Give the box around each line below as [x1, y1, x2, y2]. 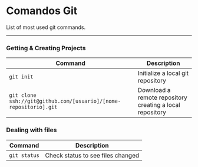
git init [9, 74, 34, 80]
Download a [137, 86, 171, 94]
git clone [9, 92, 37, 99]
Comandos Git [6, 4, 78, 18]
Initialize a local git [137, 69, 189, 77]
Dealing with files [6, 126, 57, 134]
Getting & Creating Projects [6, 44, 86, 52]
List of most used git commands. [6, 24, 86, 31]
